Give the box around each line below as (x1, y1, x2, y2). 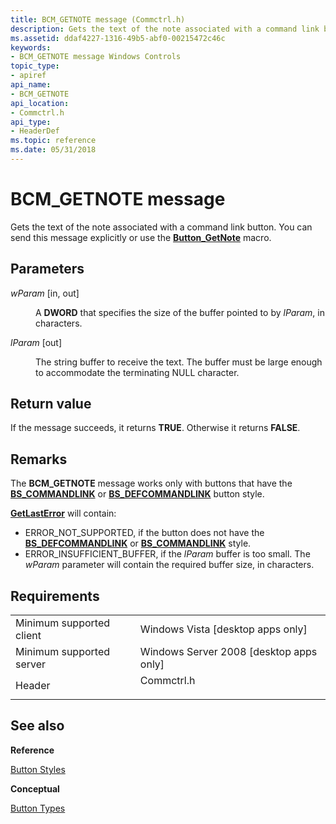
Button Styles (10, 763, 66, 775)
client (15, 629, 42, 643)
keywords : (10, 42, 52, 53)
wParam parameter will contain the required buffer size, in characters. (24, 559, 315, 571)
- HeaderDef (10, 126, 60, 136)
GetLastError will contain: (10, 507, 117, 520)
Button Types (10, 802, 66, 814)
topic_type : (10, 61, 60, 71)
